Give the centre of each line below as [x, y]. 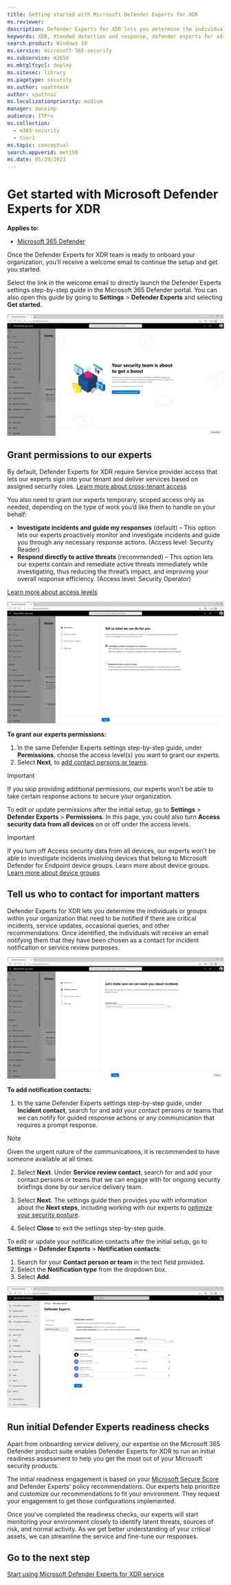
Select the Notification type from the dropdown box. [92, 1269]
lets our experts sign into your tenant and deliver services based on [102, 479]
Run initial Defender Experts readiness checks [108, 1427]
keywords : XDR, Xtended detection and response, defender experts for [110, 36]
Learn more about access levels [52, 592]
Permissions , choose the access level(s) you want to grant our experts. [119, 755]
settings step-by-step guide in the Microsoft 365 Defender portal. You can [112, 290]
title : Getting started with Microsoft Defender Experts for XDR [102, 14]
